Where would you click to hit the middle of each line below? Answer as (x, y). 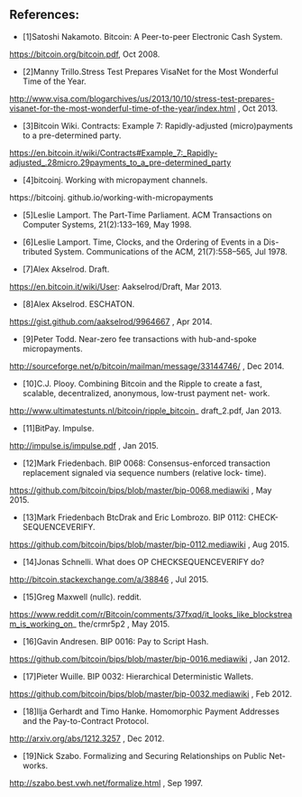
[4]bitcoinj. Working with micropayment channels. (115, 180)
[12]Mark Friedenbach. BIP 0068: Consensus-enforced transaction (146, 463)
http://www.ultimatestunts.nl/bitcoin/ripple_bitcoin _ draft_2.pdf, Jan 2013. (146, 411)
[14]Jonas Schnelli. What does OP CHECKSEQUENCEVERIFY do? (143, 561)
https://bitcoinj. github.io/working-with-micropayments (111, 197)
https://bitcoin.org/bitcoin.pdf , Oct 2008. (85, 54)
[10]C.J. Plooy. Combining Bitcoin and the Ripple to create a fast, (142, 384)
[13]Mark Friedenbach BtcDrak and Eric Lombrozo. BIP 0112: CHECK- (151, 517)
